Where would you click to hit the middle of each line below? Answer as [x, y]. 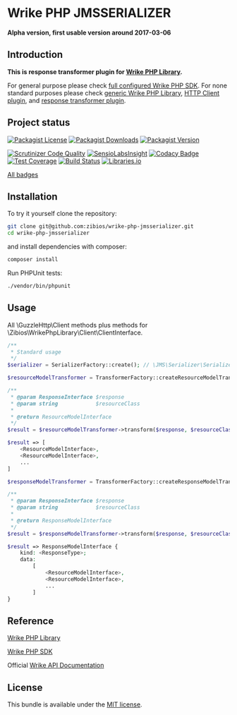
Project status [39, 122]
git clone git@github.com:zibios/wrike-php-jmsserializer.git [101, 227]
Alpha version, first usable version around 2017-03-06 [89, 32]
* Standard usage [36, 352]
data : [28, 560]
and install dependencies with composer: [67, 247]
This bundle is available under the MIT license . [75, 704]
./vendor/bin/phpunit [39, 286]
